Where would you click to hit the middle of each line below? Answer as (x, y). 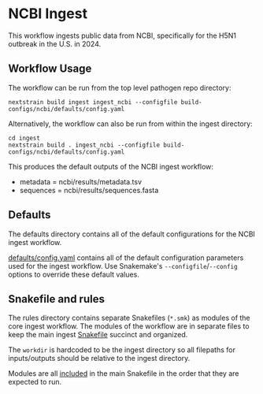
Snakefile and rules (56, 299)
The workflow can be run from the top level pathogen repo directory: (120, 87)
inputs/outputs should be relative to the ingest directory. (99, 359)
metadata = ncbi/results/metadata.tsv (81, 181)
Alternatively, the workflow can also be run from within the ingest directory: (131, 124)
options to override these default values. (74, 274)
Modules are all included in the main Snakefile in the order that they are (124, 374)
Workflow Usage (50, 69)
